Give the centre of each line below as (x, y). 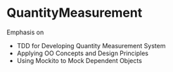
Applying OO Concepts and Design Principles (83, 53)
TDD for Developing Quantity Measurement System (91, 45)
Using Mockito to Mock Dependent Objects (79, 60)
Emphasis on (25, 32)
